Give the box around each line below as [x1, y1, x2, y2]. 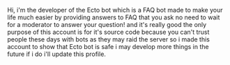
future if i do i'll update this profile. [7, 50, 107, 58]
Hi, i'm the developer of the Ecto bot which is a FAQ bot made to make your [7, 6, 223, 14]
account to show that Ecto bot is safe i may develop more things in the [7, 43, 209, 50]
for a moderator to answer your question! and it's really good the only [7, 21, 207, 28]
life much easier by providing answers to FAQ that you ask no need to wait [7, 13, 220, 21]
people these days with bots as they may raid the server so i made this [7, 35, 210, 44]
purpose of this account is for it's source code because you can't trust [7, 28, 210, 36]
